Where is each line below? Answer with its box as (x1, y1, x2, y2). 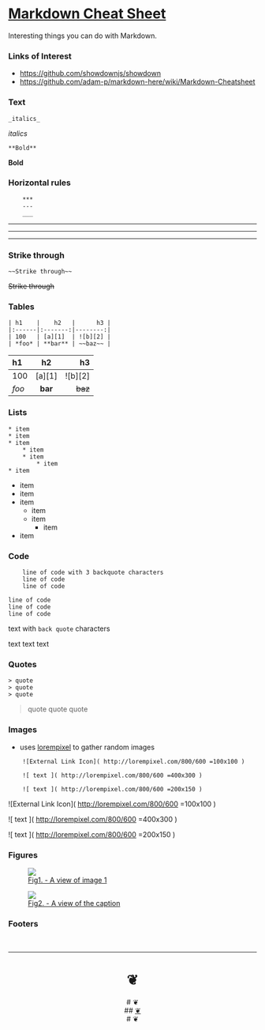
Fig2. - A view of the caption (28, 898, 121, 907)
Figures (8, 849, 38, 860)
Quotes (8, 658, 37, 670)
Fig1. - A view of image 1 (28, 875, 107, 885)
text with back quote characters (8, 624, 110, 633)
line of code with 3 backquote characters (22, 568, 164, 577)
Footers (8, 918, 39, 929)
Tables (8, 301, 35, 312)
